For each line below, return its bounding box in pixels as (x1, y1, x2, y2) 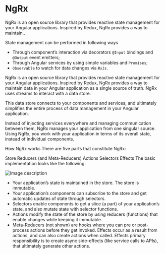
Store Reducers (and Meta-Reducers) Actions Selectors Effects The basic (5, 155, 156, 161)
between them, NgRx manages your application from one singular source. (5, 125, 156, 131)
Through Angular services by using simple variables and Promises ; (12, 60, 148, 65)
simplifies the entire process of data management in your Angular (5, 105, 139, 111)
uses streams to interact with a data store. (5, 90, 91, 96)
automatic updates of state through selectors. (12, 195, 106, 201)
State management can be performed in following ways (5, 39, 118, 45)
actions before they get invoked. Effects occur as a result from (30, 227, 158, 233)
